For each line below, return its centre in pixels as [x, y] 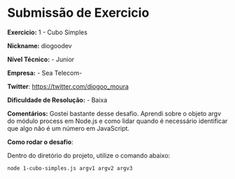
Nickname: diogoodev [40, 45]
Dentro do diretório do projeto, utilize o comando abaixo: [89, 155]
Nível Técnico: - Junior [41, 59]
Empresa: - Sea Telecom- [45, 73]
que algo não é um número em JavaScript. [69, 128]
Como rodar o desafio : [40, 142]
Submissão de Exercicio [78, 13]
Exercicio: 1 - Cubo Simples [47, 32]
